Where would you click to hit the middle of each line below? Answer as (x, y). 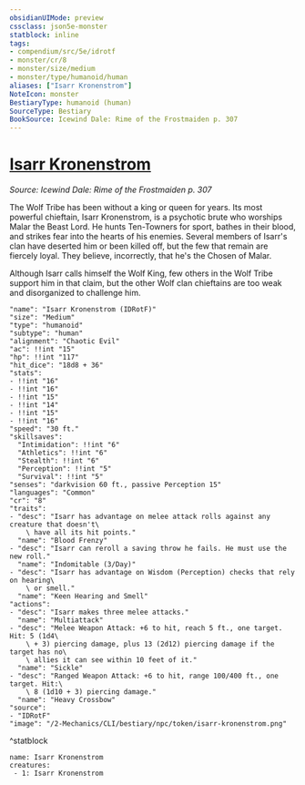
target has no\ (38, 652)
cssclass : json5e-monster (58, 26)
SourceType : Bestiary (51, 111)
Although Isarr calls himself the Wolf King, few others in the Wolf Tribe (141, 273)
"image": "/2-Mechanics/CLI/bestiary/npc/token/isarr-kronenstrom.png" (148, 724)
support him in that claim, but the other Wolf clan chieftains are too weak (146, 283)
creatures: (30, 766)
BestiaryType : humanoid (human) (71, 102)
